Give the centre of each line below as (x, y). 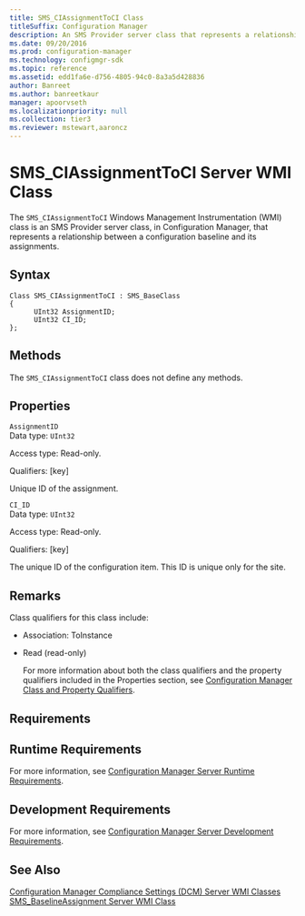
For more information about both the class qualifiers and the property (152, 670)
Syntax (30, 275)
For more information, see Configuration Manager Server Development (142, 831)
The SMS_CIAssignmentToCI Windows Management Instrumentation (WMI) (146, 217)
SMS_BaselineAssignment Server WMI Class (93, 901)
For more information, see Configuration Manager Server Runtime (132, 771)
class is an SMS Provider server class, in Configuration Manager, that (139, 226)
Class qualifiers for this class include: (79, 618)
